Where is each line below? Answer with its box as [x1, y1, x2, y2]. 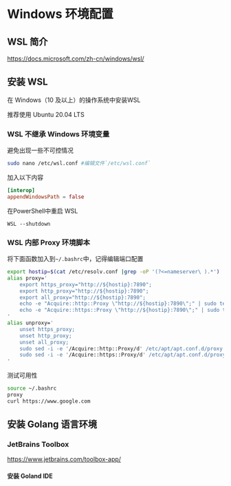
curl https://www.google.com [7, 397, 91, 405]
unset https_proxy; [19, 326, 76, 332]
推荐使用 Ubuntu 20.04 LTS [7, 110, 85, 118]
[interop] [7, 187, 36, 193]
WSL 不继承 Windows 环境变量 [7, 129, 110, 138]
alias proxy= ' [7, 275, 48, 282]
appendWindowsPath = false [7, 193, 85, 200]
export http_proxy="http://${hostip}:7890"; [19, 287, 149, 295]
